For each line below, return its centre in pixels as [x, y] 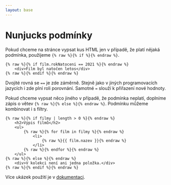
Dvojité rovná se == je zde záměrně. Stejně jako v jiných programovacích [81, 83]
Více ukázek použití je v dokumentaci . [45, 177]
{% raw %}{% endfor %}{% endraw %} [62, 149]
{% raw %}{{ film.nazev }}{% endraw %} [84, 141]
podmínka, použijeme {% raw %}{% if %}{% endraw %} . [62, 55]
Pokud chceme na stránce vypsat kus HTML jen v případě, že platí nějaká [83, 50]
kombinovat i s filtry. [27, 109]
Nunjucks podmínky [49, 35]
